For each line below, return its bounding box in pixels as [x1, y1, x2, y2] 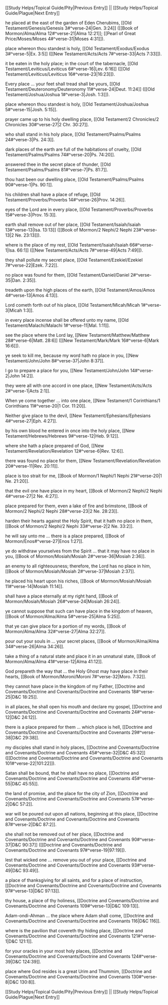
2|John [5, 373, 20, 378]
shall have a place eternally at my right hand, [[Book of [5, 593, 118, 599]
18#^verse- [131, 689, 154, 694]
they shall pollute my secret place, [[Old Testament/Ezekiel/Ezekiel [5, 257, 143, 263]
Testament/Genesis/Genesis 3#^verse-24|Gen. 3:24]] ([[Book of [5, 25, 138, 31]
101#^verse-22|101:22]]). [5, 760, 56, 766]
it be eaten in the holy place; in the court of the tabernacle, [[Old [5, 61, 138, 66]
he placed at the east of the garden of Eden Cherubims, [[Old [5, 20, 132, 26]
